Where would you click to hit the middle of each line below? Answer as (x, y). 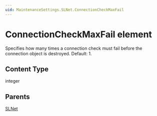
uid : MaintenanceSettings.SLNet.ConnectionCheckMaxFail (64, 10)
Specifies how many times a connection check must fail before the (74, 48)
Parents (17, 97)
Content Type (27, 69)
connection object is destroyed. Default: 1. (48, 53)
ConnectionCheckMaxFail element (79, 34)
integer (12, 81)
